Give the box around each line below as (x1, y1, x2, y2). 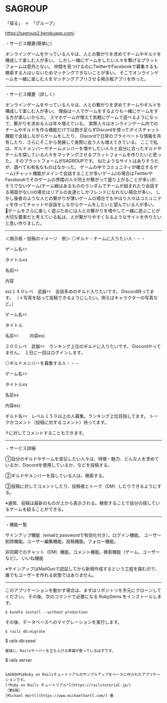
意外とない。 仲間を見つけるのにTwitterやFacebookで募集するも (26, 63, 158, 69)
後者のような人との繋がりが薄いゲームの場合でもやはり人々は (13, 195, 140, 201)
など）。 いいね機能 (5, 555, 44, 561)
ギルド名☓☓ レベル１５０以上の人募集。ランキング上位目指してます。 (5, 413, 148, 419)
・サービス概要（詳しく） (5, 91, 58, 97)
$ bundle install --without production (5, 609, 88, 615)
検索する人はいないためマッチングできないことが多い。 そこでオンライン (5, 69, 155, 75)
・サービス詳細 (5, 445, 36, 451)
